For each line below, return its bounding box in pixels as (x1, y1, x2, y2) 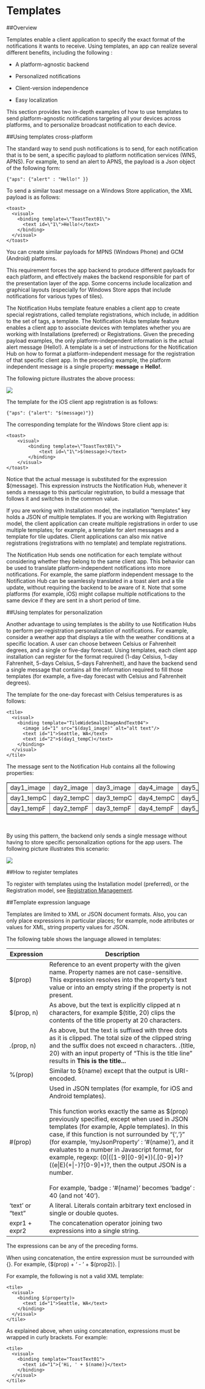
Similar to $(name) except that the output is (49, 1066, 174, 1075)
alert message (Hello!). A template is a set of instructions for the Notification (6, 343, 198, 351)
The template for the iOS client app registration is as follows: (6, 398, 159, 405)
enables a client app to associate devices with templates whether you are (6, 324, 191, 331)
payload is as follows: (6, 193, 61, 201)
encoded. (49, 1074, 77, 1082)
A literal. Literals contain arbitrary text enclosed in (49, 1201, 192, 1210)
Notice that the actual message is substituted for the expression (6, 475, 167, 482)
